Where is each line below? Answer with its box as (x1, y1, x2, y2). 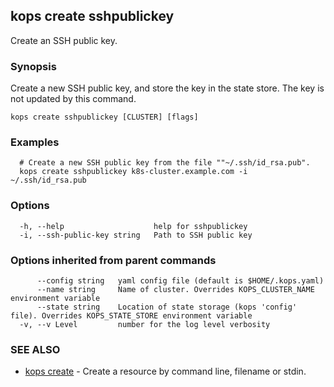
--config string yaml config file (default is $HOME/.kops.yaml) (36, 276, 325, 286)
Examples (10, 135, 60, 149)
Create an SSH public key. (10, 34, 118, 46)
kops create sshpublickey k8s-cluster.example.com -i (19, 167, 248, 177)
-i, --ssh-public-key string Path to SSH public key (19, 230, 253, 240)
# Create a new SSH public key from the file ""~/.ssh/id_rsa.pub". (19, 158, 311, 168)
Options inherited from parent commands (10, 253, 217, 267)
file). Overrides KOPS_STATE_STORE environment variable (10, 311, 253, 321)
